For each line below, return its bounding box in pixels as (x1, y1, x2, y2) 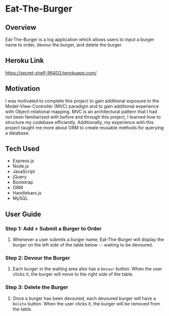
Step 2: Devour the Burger (5, 255, 71, 262)
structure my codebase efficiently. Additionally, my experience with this (5, 119, 154, 125)
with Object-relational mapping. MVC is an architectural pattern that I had (5, 108, 157, 114)
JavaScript (12, 168, 35, 174)
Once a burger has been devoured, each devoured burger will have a (12, 295, 156, 301)
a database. (5, 130, 30, 136)
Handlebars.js (12, 190, 42, 196)
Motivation (5, 84, 40, 93)
